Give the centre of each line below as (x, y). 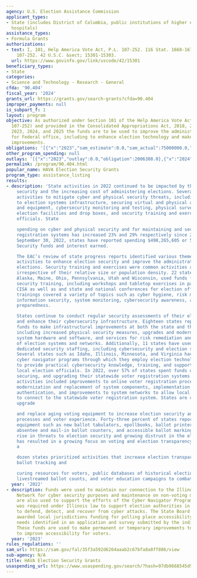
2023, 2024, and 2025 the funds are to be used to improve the (90, 132)
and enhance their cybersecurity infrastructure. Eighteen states (99, 322)
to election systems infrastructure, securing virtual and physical (102, 202)
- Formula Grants (27, 39)
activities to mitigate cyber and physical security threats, (94, 197)
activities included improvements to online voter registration (97, 381)
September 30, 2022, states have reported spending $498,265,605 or (102, 240)
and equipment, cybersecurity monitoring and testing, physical (97, 208)
